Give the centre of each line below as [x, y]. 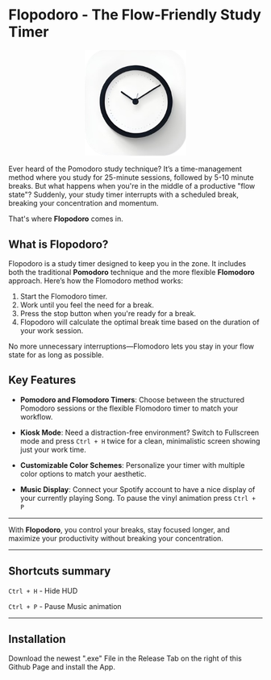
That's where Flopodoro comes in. [66, 219]
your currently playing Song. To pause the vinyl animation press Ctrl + [138, 498]
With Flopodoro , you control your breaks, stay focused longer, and [119, 529]
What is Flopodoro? [58, 244]
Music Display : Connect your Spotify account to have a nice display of [138, 489]
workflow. [36, 416]
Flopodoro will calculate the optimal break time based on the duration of [140, 322]
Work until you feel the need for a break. [87, 305]
